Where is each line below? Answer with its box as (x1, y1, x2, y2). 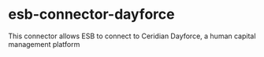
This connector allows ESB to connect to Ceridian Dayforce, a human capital (8, 31, 256, 41)
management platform (8, 39, 80, 48)
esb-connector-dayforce (8, 5, 175, 23)
